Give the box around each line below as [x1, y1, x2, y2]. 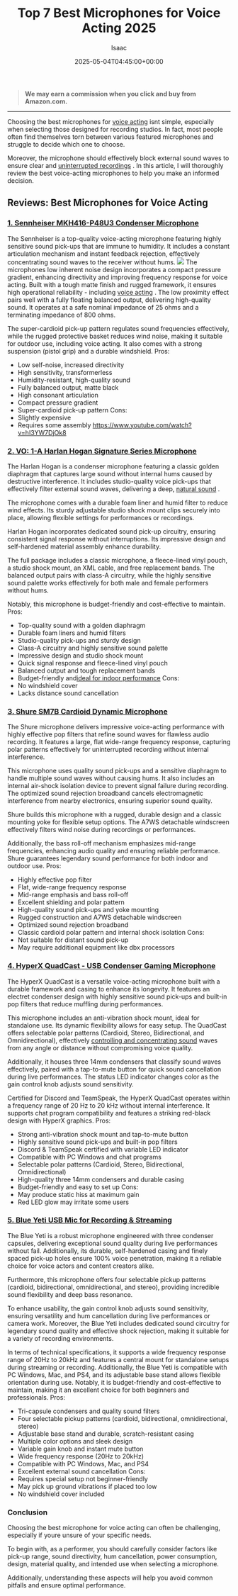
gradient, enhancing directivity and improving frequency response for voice [7, 273, 228, 281]
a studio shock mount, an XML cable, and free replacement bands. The [7, 563, 215, 572]
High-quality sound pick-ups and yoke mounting [17, 906, 159, 914]
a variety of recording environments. [7, 1334, 114, 1342]
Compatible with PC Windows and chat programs [17, 1152, 161, 1161]
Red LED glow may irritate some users [17, 1198, 130, 1206]
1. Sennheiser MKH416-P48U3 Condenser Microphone [7, 218, 200, 228]
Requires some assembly [17, 420, 91, 429]
